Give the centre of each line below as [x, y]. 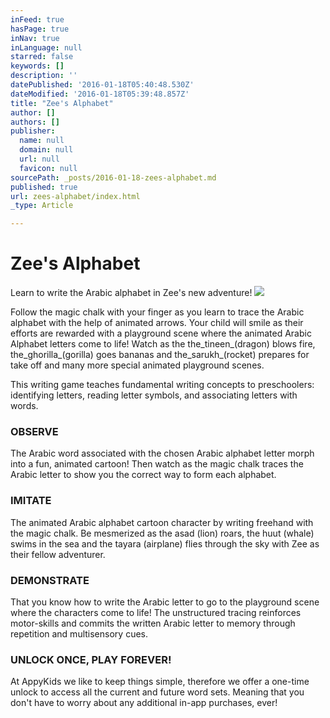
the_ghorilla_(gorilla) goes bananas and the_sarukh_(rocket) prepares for [160, 355]
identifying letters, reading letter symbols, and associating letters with [154, 395]
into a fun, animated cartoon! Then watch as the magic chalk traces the [157, 464]
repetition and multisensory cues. [79, 633]
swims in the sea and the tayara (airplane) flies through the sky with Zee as [165, 543]
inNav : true [35, 38]
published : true [44, 187]
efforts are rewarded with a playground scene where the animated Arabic [161, 333]
